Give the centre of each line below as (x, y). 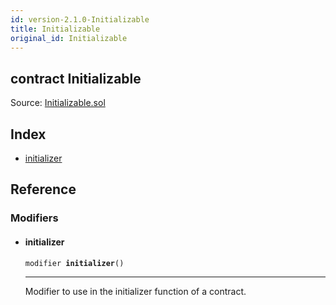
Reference (43, 189)
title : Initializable (55, 29)
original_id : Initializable (69, 38)
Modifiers (34, 218)
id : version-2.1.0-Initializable (80, 19)
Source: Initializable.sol (58, 103)
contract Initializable (76, 78)
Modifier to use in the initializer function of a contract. (135, 291)
